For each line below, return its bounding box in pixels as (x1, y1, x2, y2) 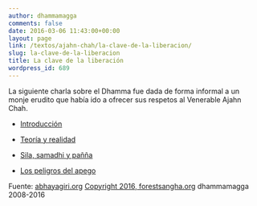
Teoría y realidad (19, 134, 76, 144)
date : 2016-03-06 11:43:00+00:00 (8, 27, 120, 35)
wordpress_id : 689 (8, 64, 70, 72)
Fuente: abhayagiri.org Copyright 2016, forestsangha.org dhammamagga (8, 181, 249, 191)
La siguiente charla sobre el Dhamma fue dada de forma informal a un (8, 86, 239, 96)
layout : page (8, 34, 52, 43)
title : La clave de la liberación (8, 57, 124, 65)
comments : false (8, 19, 63, 27)
